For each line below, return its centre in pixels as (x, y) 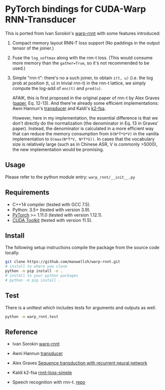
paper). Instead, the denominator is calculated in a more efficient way (83, 128)
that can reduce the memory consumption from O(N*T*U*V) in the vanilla (85, 133)
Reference (21, 332)
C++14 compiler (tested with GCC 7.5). (51, 204)
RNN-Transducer (41, 20)
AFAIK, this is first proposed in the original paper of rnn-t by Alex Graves (86, 98)
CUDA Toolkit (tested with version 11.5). (52, 220)
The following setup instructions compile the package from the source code (82, 248)
